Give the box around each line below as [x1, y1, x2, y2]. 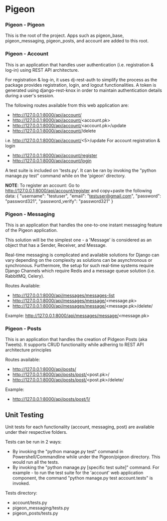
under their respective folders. [5, 429, 68, 435]
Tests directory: [5, 490, 37, 496]
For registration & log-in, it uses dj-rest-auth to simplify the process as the [5, 76, 158, 83]
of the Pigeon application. [5, 227, 58, 233]
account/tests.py [12, 500, 47, 506]
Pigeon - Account [5, 50, 49, 57]
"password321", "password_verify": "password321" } [5, 198, 114, 204]
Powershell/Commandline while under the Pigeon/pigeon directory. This [12, 454, 161, 460]
